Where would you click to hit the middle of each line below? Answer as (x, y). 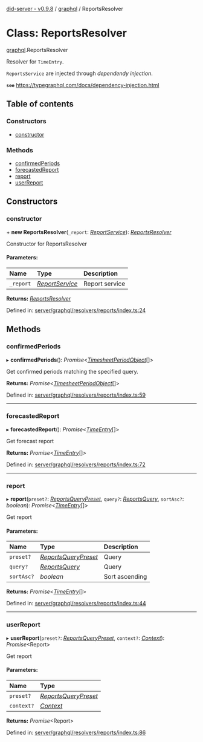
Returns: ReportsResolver (39, 298)
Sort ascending (125, 577)
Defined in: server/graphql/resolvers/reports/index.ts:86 (76, 732)
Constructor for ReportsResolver (47, 244)
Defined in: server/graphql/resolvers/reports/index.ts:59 (76, 395)
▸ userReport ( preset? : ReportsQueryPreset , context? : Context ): (85, 638)
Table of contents (40, 104)
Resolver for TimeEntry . (35, 61)
